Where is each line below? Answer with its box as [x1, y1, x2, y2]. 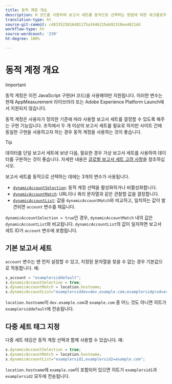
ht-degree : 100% [5, 36, 40, 42]
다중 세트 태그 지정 [5, 322, 60, 331]
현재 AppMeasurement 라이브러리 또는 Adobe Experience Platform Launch [5, 99, 160, 105]
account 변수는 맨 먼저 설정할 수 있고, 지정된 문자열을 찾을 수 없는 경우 [5, 258, 145, 264]
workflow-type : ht [5, 27, 45, 32]
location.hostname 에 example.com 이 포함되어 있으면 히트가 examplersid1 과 [5, 367, 157, 373]
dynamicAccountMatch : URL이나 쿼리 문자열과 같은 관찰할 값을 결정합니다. [12, 190, 160, 197]
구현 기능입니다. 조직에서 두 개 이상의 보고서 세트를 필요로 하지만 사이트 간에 [10, 122, 162, 128]
